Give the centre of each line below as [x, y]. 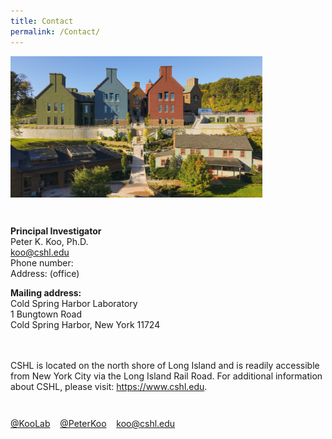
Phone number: [42, 262]
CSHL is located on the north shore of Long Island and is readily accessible [165, 365]
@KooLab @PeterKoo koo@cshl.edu [93, 423]
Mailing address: [46, 292]
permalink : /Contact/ [55, 31]
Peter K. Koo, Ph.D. [49, 241]
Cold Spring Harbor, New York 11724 [85, 324]
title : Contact [42, 21]
